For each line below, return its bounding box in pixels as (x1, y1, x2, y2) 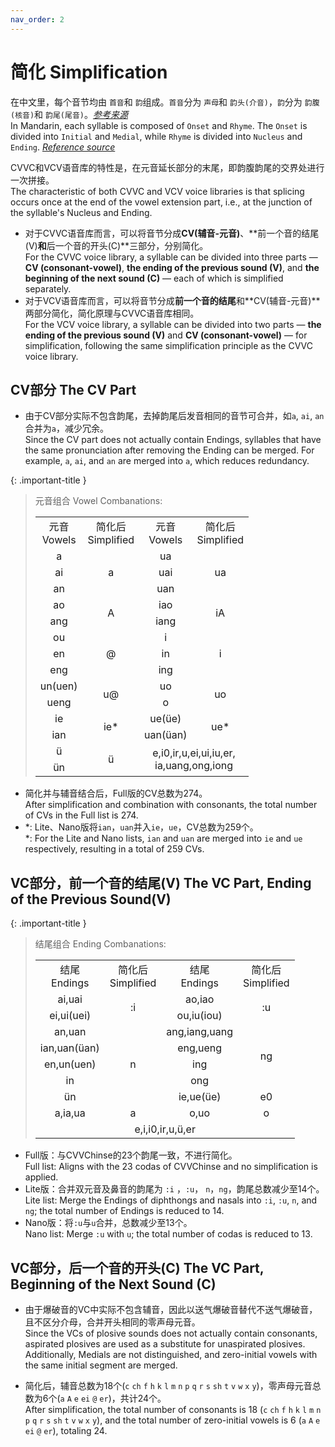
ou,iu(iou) (176, 1009, 223, 1023)
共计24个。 (119, 1392, 167, 1404)
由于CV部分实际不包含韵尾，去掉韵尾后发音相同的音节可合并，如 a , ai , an (24, 410, 325, 422)
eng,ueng (177, 1041, 223, 1055)
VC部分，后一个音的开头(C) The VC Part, (10, 1259, 265, 1276)
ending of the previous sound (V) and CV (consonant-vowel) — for (24, 329, 308, 341)
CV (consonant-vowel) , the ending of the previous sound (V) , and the (24, 261, 320, 273)
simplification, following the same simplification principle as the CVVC (24, 339, 313, 351)
